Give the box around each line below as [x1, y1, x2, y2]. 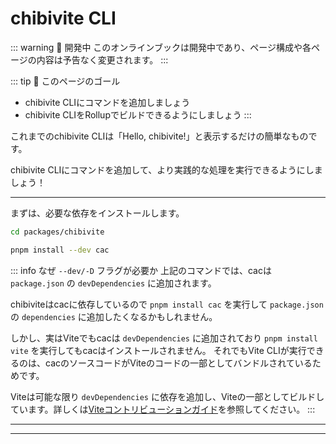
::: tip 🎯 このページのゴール [10, 75, 121, 87]
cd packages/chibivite [10, 227, 105, 237]
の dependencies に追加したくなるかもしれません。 [10, 310, 218, 322]
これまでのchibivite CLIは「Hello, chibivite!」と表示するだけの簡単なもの [10, 130, 309, 142]
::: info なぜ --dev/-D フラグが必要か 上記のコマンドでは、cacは [10, 264, 272, 276]
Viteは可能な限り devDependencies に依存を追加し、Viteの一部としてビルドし [10, 390, 325, 402]
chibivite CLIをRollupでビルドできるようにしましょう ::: [24, 108, 252, 121]
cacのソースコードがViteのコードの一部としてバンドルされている [44, 357, 313, 369]
